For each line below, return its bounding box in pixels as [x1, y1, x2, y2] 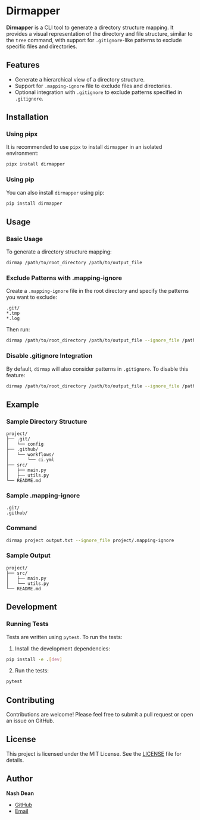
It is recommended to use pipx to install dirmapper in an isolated [6, 143, 162, 151]
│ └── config [6, 442, 44, 447]
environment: [6, 150, 39, 157]
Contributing [6, 695, 55, 705]
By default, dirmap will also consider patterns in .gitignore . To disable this [6, 365, 189, 373]
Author [6, 774, 33, 784]
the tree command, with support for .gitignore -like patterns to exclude [6, 36, 182, 43]
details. [6, 756, 24, 763]
